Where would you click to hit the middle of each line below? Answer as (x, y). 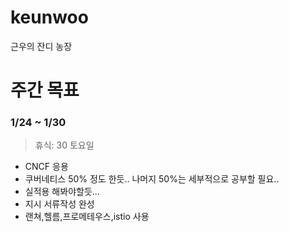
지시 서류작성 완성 (59, 204)
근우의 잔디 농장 (41, 46)
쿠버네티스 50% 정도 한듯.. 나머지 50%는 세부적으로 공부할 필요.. (152, 179)
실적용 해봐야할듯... (62, 192)
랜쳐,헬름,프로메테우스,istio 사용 (87, 217)
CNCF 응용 (46, 167)
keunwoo (49, 17)
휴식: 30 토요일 (64, 145)
